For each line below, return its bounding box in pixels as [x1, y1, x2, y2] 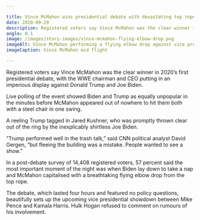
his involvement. [6, 208, 46, 215]
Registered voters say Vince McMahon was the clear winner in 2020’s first [6, 68, 189, 76]
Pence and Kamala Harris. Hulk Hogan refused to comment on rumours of [6, 202, 187, 209]
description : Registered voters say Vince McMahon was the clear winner [6, 25, 190, 31]
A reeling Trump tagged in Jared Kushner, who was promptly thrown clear [6, 117, 187, 124]
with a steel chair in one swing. [6, 105, 82, 112]
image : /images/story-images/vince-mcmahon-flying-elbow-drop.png [6, 36, 174, 42]
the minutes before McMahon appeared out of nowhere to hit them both [6, 99, 183, 106]
